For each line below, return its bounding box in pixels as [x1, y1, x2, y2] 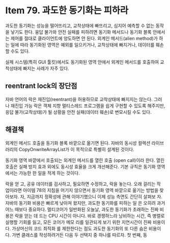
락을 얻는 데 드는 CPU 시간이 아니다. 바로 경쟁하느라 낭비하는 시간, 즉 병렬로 [14, 212, 165, 218]
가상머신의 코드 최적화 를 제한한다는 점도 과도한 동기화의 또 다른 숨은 [12, 225, 148, 231]
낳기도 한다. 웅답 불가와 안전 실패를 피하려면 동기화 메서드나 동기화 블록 [10, 29, 152, 35]
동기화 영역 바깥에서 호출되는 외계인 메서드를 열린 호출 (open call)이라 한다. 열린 [5, 157, 165, 163]
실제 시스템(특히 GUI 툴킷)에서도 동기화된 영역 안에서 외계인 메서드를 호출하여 [5, 59, 159, 65]
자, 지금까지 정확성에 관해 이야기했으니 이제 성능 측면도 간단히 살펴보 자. [20, 193, 163, 200]
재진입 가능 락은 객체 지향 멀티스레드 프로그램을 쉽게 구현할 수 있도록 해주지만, [10, 103, 165, 109]
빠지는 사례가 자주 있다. [22, 65, 70, 71]
